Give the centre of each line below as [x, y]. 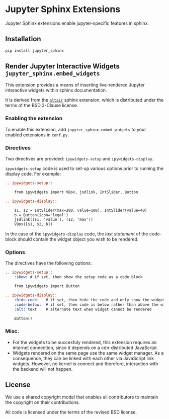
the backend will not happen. [43, 369]
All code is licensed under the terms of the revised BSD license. [71, 412]
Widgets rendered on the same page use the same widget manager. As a [88, 353]
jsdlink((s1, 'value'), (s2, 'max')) [54, 220]
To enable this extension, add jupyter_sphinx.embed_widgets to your [76, 129]
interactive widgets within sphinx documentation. [56, 90]
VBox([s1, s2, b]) [33, 224]
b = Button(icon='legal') [41, 215]
